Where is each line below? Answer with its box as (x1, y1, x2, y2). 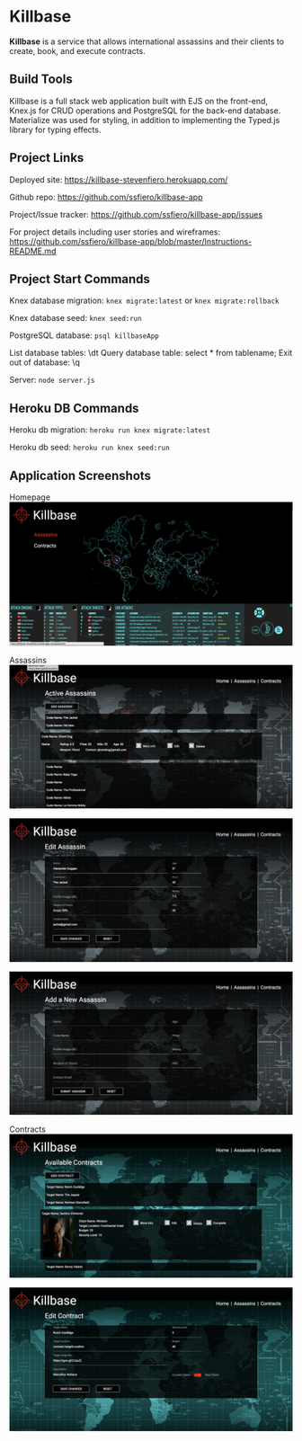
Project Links (9, 150, 84, 165)
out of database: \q (9, 357, 81, 368)
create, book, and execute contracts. (9, 45, 146, 56)
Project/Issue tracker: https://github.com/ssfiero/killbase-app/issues (9, 209, 263, 219)
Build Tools (9, 72, 74, 87)
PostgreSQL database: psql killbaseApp (9, 330, 160, 341)
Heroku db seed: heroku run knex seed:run (9, 442, 171, 453)
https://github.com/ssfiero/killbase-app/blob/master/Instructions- (9, 236, 253, 246)
